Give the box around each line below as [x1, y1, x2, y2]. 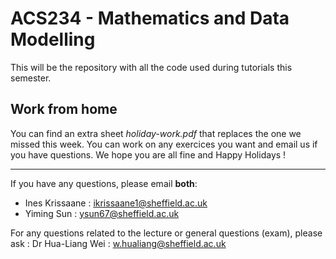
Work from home [10, 101, 118, 118]
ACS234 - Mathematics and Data [10, 7, 290, 30]
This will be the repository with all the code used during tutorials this [10, 61, 293, 73]
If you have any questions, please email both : [10, 177, 198, 189]
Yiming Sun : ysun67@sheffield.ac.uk [24, 207, 180, 219]
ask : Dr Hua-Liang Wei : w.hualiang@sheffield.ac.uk [10, 237, 227, 249]
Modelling [10, 28, 96, 51]
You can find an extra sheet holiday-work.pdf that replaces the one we [10, 127, 302, 139]
